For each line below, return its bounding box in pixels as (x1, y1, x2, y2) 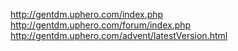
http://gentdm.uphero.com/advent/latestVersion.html (10, 30, 228, 41)
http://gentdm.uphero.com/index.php (10, 9, 164, 20)
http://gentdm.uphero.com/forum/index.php (10, 19, 192, 31)
